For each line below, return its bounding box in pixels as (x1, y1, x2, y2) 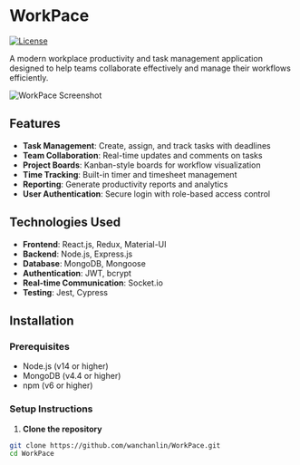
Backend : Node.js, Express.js (22, 248, 133, 259)
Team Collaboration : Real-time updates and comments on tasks (22, 150, 263, 160)
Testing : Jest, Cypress (22, 286, 109, 297)
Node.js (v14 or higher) (22, 361, 109, 372)
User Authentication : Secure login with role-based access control (22, 188, 271, 199)
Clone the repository (22, 423, 102, 434)
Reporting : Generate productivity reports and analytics (22, 179, 228, 189)
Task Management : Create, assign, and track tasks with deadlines (22, 140, 271, 150)
